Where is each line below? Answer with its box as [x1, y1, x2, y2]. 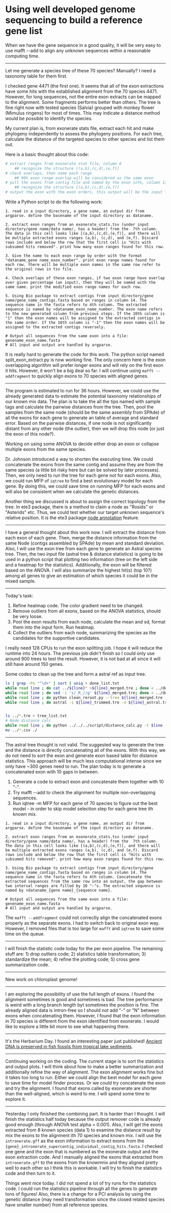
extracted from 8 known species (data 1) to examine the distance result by [5, 1127, 161, 1133]
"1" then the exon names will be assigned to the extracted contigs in [5, 316, 160, 321]
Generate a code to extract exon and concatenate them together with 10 [12, 778, 164, 785]
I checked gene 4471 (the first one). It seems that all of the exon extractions [5, 83, 164, 89]
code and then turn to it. [5, 1170, 56, 1176]
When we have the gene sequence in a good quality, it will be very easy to [5, 42, 161, 48]
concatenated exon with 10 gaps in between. [5, 768, 99, 775]
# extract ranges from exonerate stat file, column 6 [5, 161, 122, 166]
